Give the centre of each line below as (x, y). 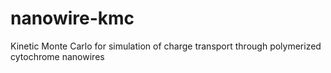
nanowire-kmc (72, 18)
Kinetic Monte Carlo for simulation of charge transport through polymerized (166, 46)
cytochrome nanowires (57, 56)
